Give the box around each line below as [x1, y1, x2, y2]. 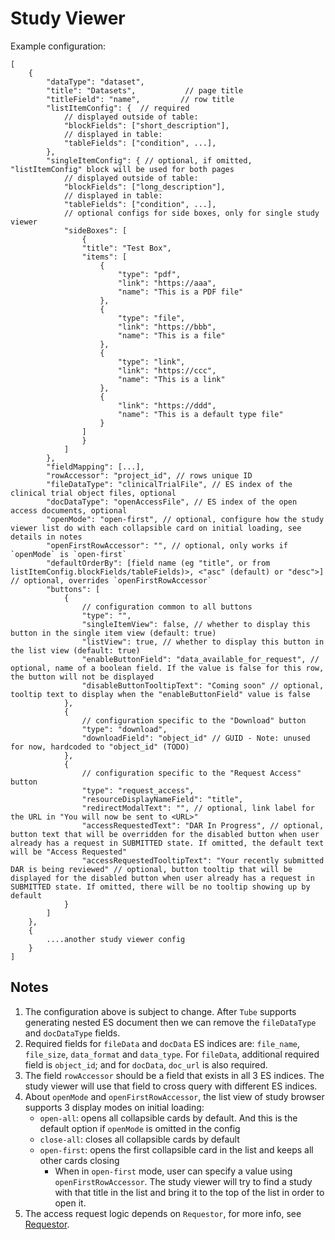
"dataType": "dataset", [46, 77, 145, 87]
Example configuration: [10, 40, 107, 52]
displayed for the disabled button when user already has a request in [10, 873, 315, 883]
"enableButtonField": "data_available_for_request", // [81, 654, 320, 664]
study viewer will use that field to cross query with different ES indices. [24, 1080, 318, 1092]
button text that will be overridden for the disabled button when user [10, 829, 320, 839]
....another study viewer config [46, 934, 186, 944]
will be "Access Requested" [10, 847, 128, 857]
